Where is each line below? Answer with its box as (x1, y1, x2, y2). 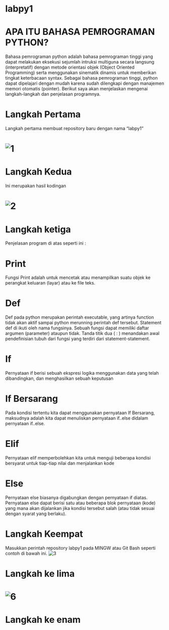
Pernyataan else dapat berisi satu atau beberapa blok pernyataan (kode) (5, 500, 156, 506)
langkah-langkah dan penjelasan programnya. (5, 91, 101, 97)
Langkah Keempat (5, 528, 83, 540)
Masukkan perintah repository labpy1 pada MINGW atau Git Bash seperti (5, 545, 156, 551)
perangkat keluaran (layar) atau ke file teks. (5, 280, 96, 286)
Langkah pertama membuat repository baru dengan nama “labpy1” (5, 126, 144, 132)
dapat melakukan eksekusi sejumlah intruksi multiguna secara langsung (5, 59, 155, 65)
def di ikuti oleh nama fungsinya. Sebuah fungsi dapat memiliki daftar (5, 325, 149, 331)
